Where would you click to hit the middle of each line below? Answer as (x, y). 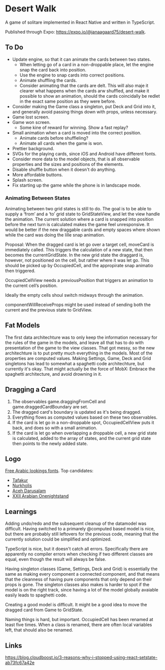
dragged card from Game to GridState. (44, 610)
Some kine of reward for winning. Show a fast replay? (74, 127)
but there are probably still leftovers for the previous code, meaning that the (82, 534)
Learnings (21, 512)
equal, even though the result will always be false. (56, 559)
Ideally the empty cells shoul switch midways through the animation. (74, 295)
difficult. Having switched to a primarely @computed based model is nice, (80, 529)
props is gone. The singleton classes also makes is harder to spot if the (77, 585)
